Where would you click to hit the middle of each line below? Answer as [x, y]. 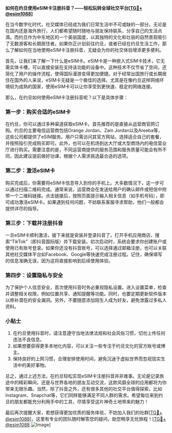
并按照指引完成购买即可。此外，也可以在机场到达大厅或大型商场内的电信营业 [86, 143]
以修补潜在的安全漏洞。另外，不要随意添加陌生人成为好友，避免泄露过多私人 [86, 300]
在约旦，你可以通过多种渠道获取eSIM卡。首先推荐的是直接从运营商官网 [80, 124]
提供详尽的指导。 [23, 208]
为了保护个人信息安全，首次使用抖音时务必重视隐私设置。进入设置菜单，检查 [86, 287]
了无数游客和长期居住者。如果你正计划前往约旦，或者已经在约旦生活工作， [84, 44]
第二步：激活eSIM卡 [30, 171]
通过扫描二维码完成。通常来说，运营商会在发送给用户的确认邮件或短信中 [86, 189]
